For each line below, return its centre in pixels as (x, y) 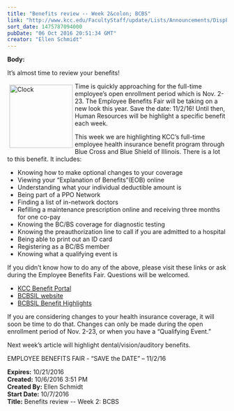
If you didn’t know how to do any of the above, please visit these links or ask (117, 267)
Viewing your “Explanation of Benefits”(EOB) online (91, 180)
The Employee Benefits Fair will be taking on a (151, 101)
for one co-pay (39, 217)
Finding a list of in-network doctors (68, 202)
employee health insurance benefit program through (150, 144)
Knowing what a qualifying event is (68, 254)
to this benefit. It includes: (45, 159)
